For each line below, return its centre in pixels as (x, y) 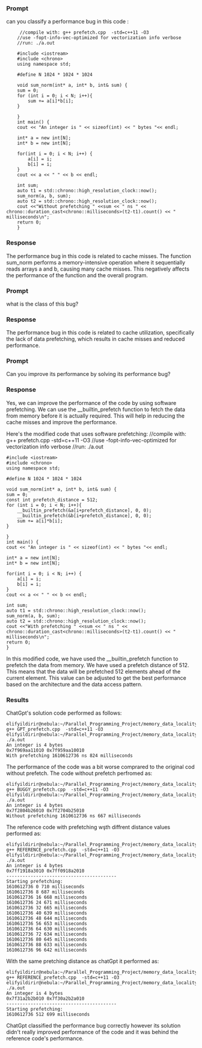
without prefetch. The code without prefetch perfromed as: (79, 773)
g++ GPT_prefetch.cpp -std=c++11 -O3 (55, 730)
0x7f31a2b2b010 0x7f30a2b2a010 (45, 999)
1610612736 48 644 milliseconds (47, 918)
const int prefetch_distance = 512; (52, 500)
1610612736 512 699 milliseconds (48, 1015)
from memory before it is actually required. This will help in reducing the (96, 416)
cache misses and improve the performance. (62, 422)
